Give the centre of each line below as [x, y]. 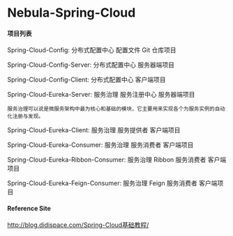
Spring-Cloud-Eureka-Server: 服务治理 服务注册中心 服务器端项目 [101, 95]
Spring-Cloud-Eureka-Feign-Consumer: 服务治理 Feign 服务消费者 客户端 [112, 183]
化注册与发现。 [25, 116]
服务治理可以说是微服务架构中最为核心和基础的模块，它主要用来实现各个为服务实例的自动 [116, 109]
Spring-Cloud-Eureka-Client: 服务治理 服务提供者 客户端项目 [94, 130]
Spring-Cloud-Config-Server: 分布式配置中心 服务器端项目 [91, 65]
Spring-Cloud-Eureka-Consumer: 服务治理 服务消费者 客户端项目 [100, 145]
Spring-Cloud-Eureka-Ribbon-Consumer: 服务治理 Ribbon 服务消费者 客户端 [117, 160]
